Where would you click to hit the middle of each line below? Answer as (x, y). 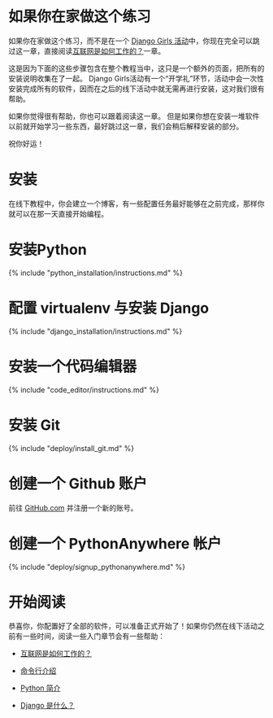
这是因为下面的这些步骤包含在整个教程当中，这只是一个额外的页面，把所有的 (136, 68)
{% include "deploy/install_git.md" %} (71, 448)
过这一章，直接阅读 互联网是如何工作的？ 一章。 (87, 50)
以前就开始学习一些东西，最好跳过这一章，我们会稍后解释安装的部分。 (126, 126)
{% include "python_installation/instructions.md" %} (96, 273)
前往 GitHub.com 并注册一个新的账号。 (73, 508)
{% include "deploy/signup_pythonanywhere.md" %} (97, 567)
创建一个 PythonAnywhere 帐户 (115, 543)
